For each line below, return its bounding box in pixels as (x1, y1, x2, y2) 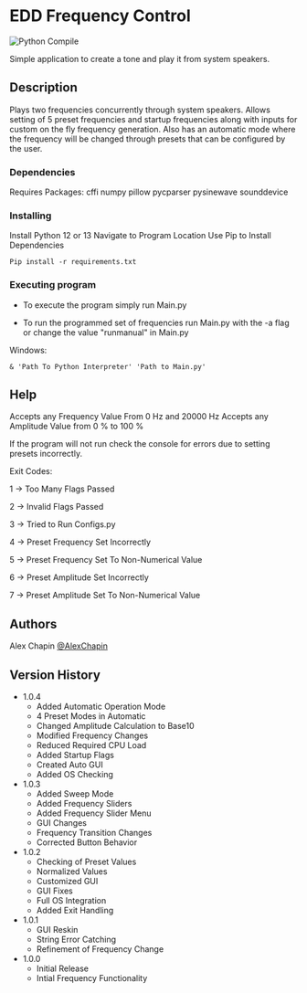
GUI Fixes (36, 885, 73, 896)
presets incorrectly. (9, 449, 83, 460)
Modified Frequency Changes (36, 730, 149, 741)
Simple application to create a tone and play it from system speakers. (9, 53, 270, 64)
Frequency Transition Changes (36, 828, 153, 839)
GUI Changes (36, 818, 87, 829)
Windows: (9, 344, 48, 355)
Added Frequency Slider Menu (36, 808, 153, 819)
